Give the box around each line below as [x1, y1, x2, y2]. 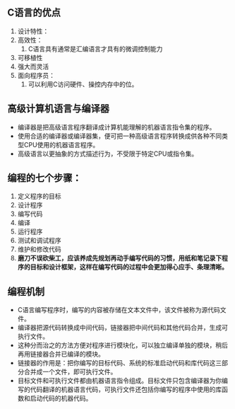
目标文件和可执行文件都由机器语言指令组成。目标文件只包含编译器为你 [17, 376, 222, 385]
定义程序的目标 [17, 192, 61, 200]
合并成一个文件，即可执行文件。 [23, 367, 117, 376]
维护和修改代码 [17, 245, 61, 253]
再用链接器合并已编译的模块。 [17, 350, 104, 359]
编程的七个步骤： [7, 172, 82, 184]
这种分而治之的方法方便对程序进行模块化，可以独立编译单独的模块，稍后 [17, 341, 228, 350]
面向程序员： [17, 71, 55, 79]
